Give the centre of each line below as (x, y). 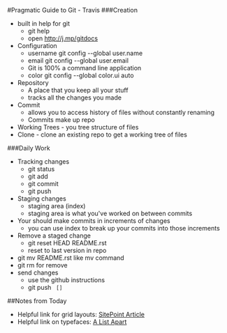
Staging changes (42, 199)
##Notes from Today (37, 301)
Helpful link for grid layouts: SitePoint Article (81, 314)
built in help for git (44, 23)
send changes (38, 272)
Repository (33, 83)
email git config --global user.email (78, 61)
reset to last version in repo (67, 250)
